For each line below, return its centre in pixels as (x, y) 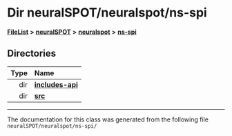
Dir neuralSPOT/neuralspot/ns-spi (107, 13)
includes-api (56, 84)
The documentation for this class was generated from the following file (108, 119)
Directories (32, 54)
